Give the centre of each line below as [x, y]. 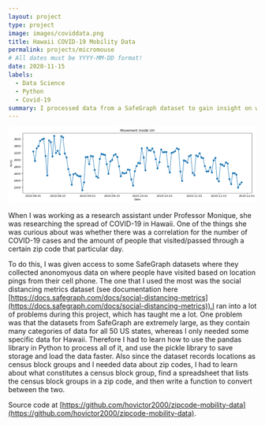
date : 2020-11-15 [37, 67]
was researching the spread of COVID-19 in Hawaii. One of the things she [127, 224]
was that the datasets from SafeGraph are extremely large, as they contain [129, 322]
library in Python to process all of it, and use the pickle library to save [121, 347]
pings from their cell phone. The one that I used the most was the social [125, 280]
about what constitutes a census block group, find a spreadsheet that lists [129, 372]
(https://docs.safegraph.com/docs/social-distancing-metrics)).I [111, 306]
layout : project [35, 17]
